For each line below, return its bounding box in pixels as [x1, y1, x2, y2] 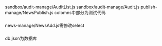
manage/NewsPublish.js [5, 10, 54, 15]
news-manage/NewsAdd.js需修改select [5, 23, 85, 28]
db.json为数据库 [5, 35, 37, 41]
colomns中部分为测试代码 [54, 10, 106, 15]
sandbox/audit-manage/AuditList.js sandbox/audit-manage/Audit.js [5, 4, 140, 10]
